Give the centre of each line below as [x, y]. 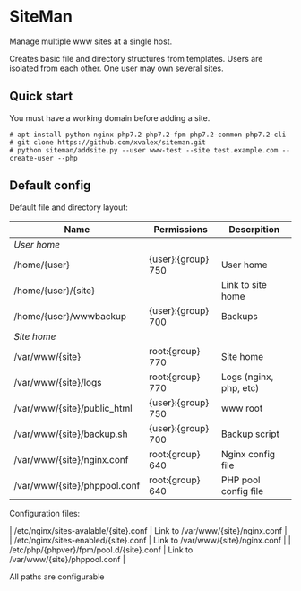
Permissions [181, 229]
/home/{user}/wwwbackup [70, 316]
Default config [50, 186]
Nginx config [248, 454]
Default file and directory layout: [69, 207]
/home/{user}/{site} [55, 291]
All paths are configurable [57, 577]
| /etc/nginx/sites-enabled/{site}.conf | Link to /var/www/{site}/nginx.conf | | [150, 540]
